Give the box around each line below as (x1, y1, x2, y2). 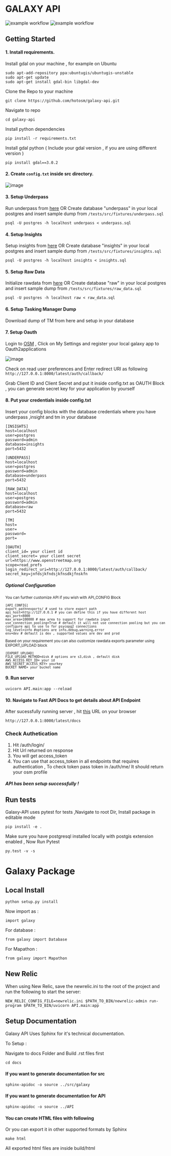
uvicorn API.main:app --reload (5, 687, 72, 692)
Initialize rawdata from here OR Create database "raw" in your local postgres (5, 280, 166, 286)
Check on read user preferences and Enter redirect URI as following (5, 366, 148, 372)
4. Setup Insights (5, 231, 42, 238)
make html (5, 1136, 27, 1142)
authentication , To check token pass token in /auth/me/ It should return (12, 763, 164, 769)
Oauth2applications (5, 346, 47, 352)
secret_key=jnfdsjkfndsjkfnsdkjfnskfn (5, 571, 88, 576)
